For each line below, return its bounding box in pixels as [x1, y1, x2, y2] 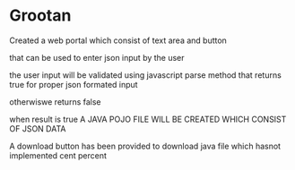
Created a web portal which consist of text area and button [9, 35, 227, 46]
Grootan [9, 5, 72, 26]
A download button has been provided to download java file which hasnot [9, 140, 281, 151]
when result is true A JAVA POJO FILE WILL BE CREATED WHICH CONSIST [9, 114, 287, 124]
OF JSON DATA [9, 123, 66, 134]
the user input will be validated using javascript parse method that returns [9, 69, 282, 81]
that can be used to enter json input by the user [9, 52, 186, 63]
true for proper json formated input [9, 79, 138, 89]
